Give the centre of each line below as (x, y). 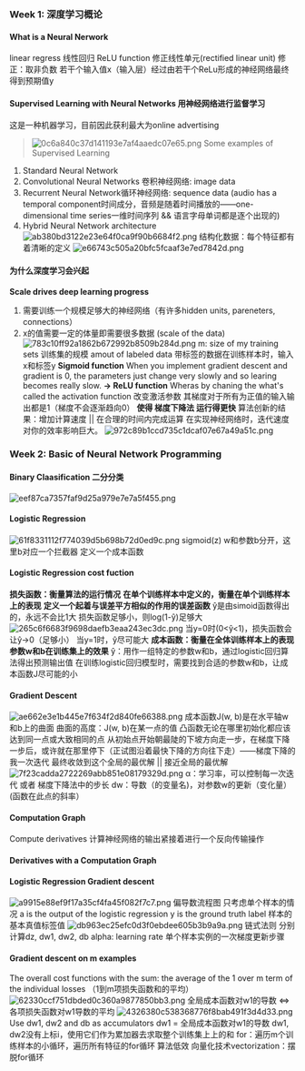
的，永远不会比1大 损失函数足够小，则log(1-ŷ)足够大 (106, 617)
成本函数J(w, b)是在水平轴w (236, 717)
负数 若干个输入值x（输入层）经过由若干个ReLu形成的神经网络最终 (165, 69)
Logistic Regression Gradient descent (82, 881)
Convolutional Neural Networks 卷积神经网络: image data (129, 182)
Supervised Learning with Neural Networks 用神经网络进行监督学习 (138, 103)
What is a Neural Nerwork (59, 36)
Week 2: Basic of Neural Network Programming (116, 454)
